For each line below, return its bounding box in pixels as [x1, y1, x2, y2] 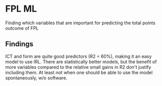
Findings [5, 40, 34, 49]
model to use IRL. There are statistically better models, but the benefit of [5, 59, 157, 65]
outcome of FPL [5, 25, 39, 31]
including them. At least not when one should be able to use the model [5, 69, 153, 75]
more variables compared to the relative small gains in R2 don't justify [5, 64, 151, 70]
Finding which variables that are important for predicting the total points [5, 20, 156, 26]
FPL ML [5, 3, 37, 15]
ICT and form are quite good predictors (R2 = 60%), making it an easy [5, 53, 152, 59]
